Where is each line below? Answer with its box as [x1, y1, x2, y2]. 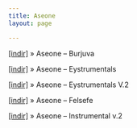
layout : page [8, 19, 52, 27]
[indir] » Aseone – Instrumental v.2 [8, 110, 122, 121]
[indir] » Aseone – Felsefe [8, 95, 93, 105]
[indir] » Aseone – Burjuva [8, 48, 95, 58]
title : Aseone [8, 11, 56, 20]
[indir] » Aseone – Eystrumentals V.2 [8, 80, 129, 89]
